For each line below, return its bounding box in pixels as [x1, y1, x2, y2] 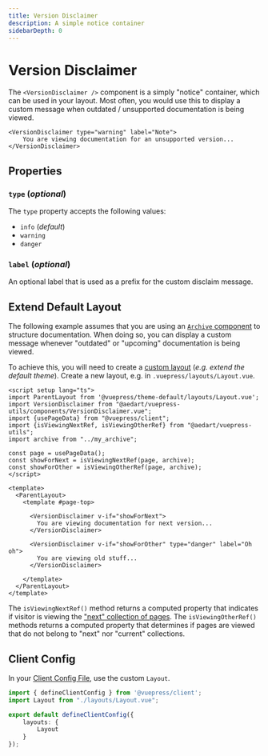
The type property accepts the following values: [8, 206, 166, 216]
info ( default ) [19, 222, 66, 231]
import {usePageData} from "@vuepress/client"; [8, 414, 170, 422]
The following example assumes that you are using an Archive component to [8, 322, 261, 331]
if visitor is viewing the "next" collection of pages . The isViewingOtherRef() [8, 612, 258, 622]
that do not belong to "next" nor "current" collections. [8, 629, 186, 638]
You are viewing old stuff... [37, 554, 138, 562]
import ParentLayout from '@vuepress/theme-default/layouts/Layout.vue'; [8, 394, 260, 402]
